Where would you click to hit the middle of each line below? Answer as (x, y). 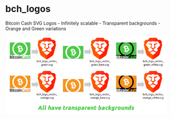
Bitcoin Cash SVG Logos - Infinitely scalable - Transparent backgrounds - (83, 23)
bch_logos (28, 9)
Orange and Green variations (36, 28)
